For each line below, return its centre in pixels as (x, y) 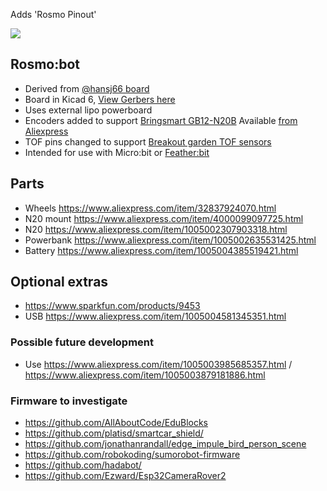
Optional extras (59, 282)
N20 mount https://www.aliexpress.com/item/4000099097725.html (164, 218)
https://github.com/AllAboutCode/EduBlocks (116, 423)
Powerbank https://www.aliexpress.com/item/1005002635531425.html (170, 240)
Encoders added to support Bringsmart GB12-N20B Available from (161, 120)
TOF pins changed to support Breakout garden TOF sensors (148, 141)
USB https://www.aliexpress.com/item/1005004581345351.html (155, 316)
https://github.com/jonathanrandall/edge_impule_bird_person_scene (165, 444)
